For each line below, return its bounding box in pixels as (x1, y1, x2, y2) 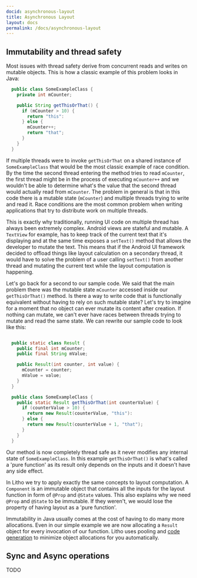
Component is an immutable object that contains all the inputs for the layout (6, 485, 185, 492)
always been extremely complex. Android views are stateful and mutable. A (6, 224, 189, 231)
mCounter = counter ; (21, 367, 72, 373)
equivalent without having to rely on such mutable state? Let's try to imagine (6, 298, 191, 305)
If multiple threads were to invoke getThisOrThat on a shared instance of (6, 157, 181, 164)
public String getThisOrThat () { (16, 102, 99, 108)
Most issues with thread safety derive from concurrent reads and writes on (6, 62, 188, 69)
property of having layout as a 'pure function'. (6, 504, 117, 511)
